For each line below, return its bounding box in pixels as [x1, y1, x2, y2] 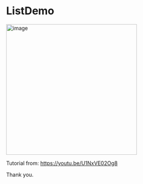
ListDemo [6, 4, 55, 18]
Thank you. [6, 171, 34, 178]
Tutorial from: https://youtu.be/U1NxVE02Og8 [6, 159, 118, 167]
